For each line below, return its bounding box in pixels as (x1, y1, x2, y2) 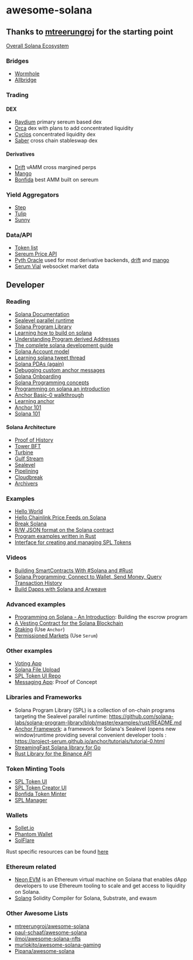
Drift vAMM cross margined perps (14, 163, 96, 170)
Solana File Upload (14, 666, 60, 673)
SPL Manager (14, 796, 48, 803)
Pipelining (14, 467, 39, 474)
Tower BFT (14, 443, 41, 450)
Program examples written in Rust (14, 533, 96, 540)
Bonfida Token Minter (14, 790, 67, 797)
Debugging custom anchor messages (14, 366, 105, 373)
